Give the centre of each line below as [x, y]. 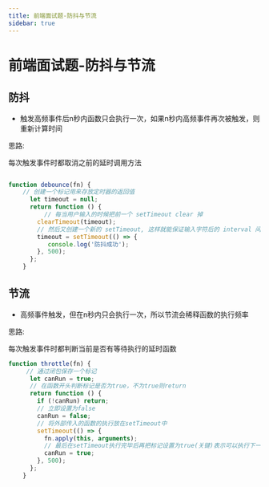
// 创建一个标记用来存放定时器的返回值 [79, 192]
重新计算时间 [41, 128]
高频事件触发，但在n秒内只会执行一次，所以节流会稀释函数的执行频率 [134, 315]
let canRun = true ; [62, 379]
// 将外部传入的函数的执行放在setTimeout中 [102, 423]
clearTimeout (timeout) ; [76, 221]
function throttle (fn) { [50, 363]
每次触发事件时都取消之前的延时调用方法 [75, 162]
